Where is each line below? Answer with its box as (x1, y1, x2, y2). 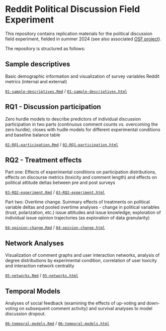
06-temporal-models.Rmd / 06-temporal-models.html (5, 321, 110, 326)
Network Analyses (5, 239, 64, 247)
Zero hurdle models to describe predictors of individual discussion (5, 116, 141, 122)
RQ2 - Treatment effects (5, 156, 82, 164)
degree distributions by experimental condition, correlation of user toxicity (5, 258, 158, 264)
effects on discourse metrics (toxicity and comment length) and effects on (5, 174, 158, 180)
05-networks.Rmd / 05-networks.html (5, 273, 79, 279)
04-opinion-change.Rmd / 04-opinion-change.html (5, 224, 105, 230)
